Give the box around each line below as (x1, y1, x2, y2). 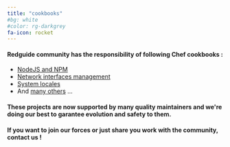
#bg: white (7, 16, 38, 23)
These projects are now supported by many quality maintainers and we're (7, 103, 222, 111)
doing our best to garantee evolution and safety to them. (7, 110, 172, 118)
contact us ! (7, 133, 43, 141)
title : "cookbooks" (7, 10, 63, 17)
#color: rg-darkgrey (7, 23, 67, 29)
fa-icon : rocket (7, 29, 54, 36)
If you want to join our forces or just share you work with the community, (7, 126, 218, 134)
